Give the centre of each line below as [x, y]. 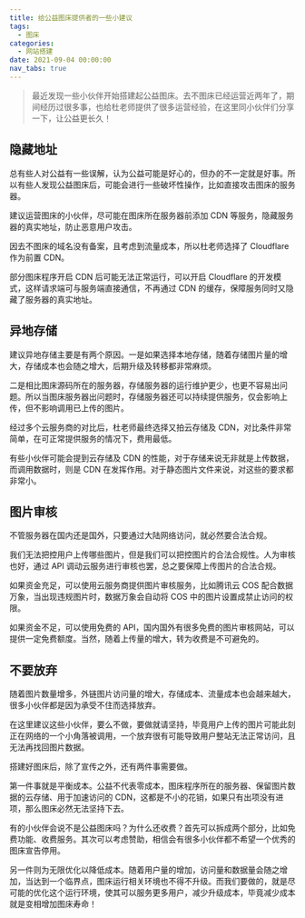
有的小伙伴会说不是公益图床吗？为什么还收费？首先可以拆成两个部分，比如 [148, 828]
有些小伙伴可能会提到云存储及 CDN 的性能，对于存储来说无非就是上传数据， [152, 458]
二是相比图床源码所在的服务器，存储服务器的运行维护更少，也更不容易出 [144, 385]
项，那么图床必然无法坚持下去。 [69, 809]
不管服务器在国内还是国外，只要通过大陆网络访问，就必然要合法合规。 [141, 535]
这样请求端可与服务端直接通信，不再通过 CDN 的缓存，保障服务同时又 [155, 288]
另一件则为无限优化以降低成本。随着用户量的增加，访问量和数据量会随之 [144, 870]
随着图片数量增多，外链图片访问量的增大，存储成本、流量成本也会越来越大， [152, 694]
